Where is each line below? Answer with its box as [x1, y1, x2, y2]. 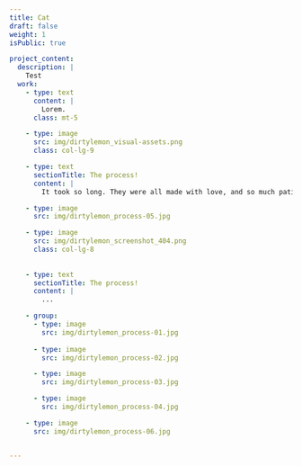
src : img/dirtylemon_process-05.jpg [32, 212, 171, 221]
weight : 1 [9, 30, 47, 39]
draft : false [9, 22, 58, 31]
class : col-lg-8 [32, 245, 94, 254]
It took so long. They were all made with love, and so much [41, 187, 276, 196]
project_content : [9, 55, 75, 64]
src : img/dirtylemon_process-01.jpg [41, 327, 179, 337]
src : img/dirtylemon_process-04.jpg [41, 402, 179, 411]
